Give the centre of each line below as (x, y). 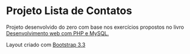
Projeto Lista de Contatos (69, 11)
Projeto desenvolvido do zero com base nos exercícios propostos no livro (95, 27)
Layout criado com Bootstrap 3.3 (46, 45)
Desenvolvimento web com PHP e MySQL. (58, 33)
